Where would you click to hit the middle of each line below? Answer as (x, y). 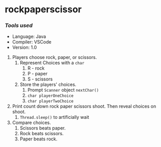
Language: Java (29, 36)
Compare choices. (32, 123)
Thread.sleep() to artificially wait (54, 117)
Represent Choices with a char (52, 63)
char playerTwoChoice (50, 101)
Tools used (19, 26)
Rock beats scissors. (42, 134)
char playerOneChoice (50, 96)
